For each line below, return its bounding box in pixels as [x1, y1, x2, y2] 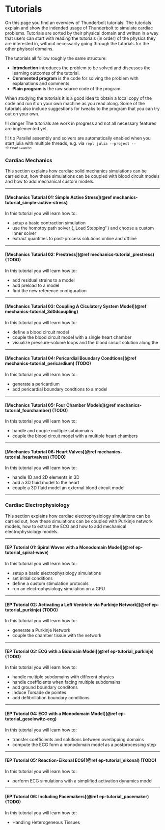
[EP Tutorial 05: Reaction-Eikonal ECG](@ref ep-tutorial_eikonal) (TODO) [5, 757, 157, 763]
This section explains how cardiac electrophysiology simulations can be [5, 513, 151, 519]
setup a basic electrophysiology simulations [12, 570, 101, 576]
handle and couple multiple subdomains [12, 428, 93, 434]
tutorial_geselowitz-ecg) [5, 716, 57, 721]
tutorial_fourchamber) [5, 407, 52, 413]
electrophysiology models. [5, 528, 59, 534]
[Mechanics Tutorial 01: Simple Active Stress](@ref [5, 194, 112, 200]
